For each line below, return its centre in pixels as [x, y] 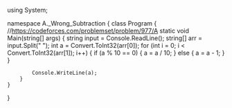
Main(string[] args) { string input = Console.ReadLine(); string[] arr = [105, 38]
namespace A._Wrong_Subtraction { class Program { [82, 23]
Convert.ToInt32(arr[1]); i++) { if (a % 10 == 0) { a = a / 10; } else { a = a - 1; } [116, 53]
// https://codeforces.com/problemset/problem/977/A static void [98, 31]
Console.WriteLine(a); [65, 73]
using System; [28, 10]
